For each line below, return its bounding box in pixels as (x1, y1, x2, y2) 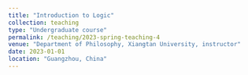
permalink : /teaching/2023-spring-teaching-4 (8, 33, 160, 41)
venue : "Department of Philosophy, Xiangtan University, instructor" (8, 41, 242, 48)
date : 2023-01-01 (8, 48, 65, 55)
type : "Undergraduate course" (8, 26, 108, 34)
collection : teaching (8, 19, 80, 27)
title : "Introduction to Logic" (8, 11, 114, 20)
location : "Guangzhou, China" (8, 55, 108, 63)
